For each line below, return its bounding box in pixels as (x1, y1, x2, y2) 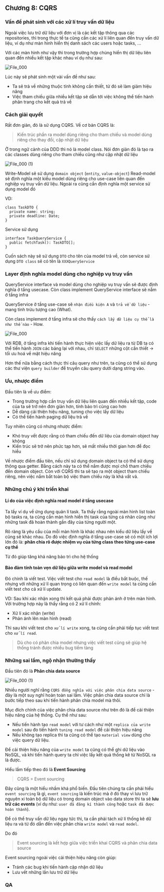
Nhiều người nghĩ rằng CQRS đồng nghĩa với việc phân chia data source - (5, 687, 155, 693)
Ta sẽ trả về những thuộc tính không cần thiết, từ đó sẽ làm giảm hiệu (12, 83, 152, 89)
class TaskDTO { (5, 205, 38, 210)
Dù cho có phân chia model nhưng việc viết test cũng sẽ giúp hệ (17, 640, 147, 645)
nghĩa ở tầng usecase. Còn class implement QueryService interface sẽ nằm (5, 287, 157, 293)
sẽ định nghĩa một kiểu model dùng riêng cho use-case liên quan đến (5, 176, 145, 182)
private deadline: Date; (9, 213, 60, 218)
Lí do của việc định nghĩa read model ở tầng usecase (5, 498, 114, 503)
